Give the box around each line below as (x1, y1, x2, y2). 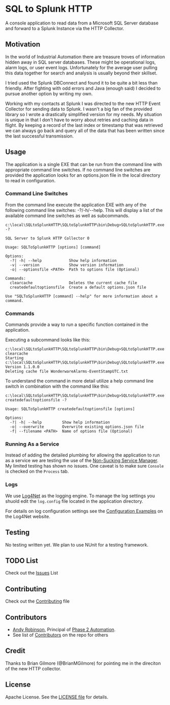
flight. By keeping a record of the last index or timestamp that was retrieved (5, 122, 163, 128)
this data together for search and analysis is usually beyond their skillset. (5, 70, 157, 76)
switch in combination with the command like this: (5, 383, 110, 390)
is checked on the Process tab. (5, 468, 69, 474)
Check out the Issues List (5, 570, 58, 576)
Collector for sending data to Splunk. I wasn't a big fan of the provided (5, 105, 152, 112)
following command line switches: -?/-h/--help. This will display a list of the (5, 207, 163, 213)
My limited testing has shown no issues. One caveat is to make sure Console (5, 463, 164, 469)
